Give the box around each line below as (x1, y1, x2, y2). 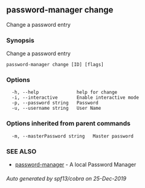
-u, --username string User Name (11, 106, 101, 112)
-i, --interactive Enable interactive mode (11, 95, 139, 101)
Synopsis (6, 36, 34, 44)
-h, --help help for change (11, 89, 118, 96)
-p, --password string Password (11, 100, 98, 106)
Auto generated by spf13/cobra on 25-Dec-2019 (6, 175, 127, 182)
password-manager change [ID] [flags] (6, 62, 104, 68)
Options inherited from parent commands (6, 119, 131, 128)
